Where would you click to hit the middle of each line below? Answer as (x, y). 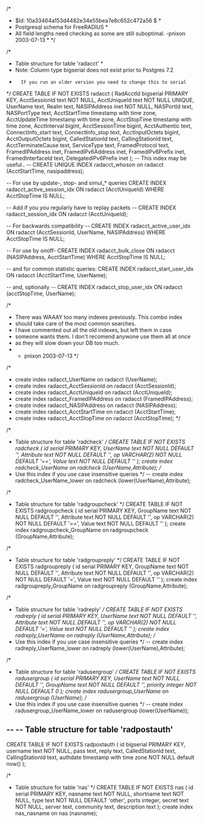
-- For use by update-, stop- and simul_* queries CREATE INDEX (86, 183)
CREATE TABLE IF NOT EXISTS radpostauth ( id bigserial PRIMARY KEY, (96, 744)
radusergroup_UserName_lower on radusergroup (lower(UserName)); (102, 710)
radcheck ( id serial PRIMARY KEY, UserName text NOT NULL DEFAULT (104, 448)
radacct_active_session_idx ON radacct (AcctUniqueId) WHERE (85, 189)
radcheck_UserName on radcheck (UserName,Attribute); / (88, 467)
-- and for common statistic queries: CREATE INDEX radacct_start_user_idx (100, 269)
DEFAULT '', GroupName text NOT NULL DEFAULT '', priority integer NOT (106, 685)
